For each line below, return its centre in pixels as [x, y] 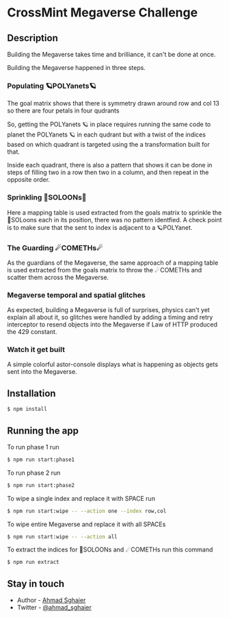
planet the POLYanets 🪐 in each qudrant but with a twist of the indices [107, 134]
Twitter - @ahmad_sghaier [54, 608]
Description [32, 38]
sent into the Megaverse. [42, 372]
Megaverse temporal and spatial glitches [76, 295]
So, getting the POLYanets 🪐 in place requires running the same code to [109, 124]
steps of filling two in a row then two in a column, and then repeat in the [108, 172]
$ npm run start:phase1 [41, 460]
